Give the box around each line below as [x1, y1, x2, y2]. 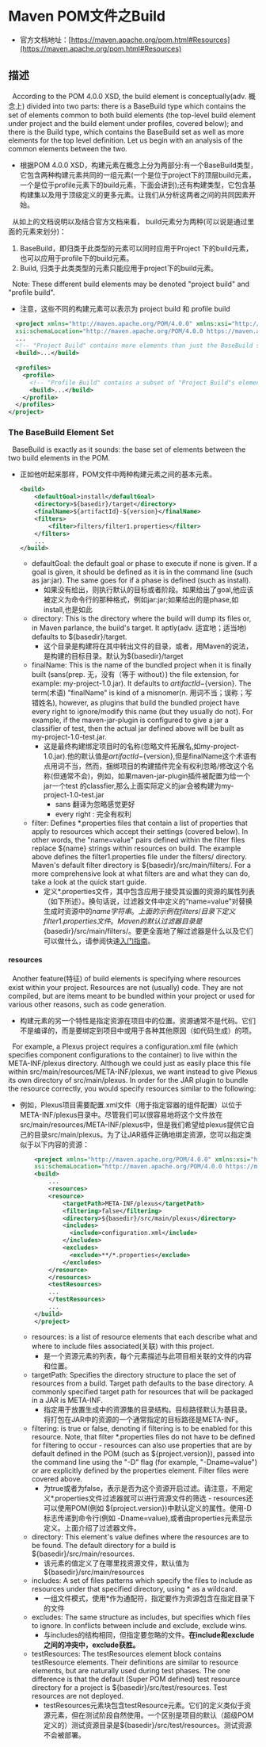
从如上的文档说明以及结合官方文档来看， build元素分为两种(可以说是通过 [11, 216, 248, 226]
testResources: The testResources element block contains [31, 1649, 222, 1658]
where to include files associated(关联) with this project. [31, 1341, 215, 1351]
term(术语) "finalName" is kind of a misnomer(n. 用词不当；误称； [31, 688, 245, 698]
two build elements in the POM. [8, 453, 111, 463]
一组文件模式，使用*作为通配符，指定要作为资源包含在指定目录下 [43, 1593, 256, 1603]
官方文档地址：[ [19, 35, 71, 44]
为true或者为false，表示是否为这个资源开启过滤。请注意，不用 [43, 1483, 246, 1493]
